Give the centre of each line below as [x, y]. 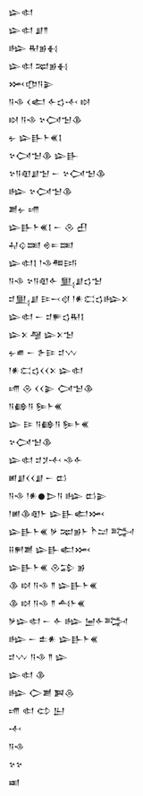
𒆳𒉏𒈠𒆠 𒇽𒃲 [44, 155]
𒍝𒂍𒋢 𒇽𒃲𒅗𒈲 [50, 549]
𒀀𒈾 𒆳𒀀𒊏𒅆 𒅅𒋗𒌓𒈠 [55, 281]
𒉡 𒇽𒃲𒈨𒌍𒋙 [35, 137]
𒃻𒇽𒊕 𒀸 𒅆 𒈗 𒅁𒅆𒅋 [68, 621]
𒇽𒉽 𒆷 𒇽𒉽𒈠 [42, 334]
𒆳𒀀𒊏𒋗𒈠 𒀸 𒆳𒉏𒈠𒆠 [57, 173]
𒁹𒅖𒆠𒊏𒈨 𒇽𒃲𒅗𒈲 [57, 514]
